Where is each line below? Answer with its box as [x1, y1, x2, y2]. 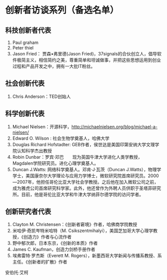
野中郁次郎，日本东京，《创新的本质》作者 [12, 240, 98, 246]
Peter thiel [12, 45, 34, 50]
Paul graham [12, 39, 39, 45]
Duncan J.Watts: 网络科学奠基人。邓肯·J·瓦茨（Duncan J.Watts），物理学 [12, 166, 162, 172]
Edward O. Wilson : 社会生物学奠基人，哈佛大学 [12, 135, 110, 141]
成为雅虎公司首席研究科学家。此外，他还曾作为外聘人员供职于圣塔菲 [12, 185, 153, 191]
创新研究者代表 [5, 208, 51, 216]
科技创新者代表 [5, 26, 51, 34]
